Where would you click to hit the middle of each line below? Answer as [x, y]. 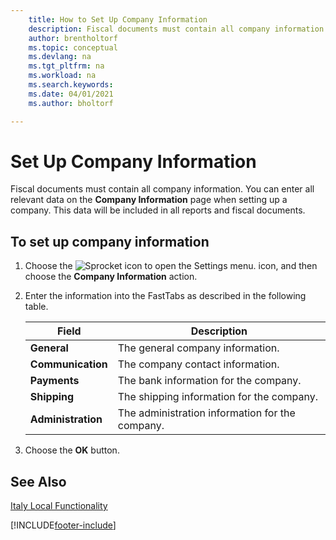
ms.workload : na [62, 76]
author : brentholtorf [73, 38]
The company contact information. [198, 364]
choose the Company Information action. [111, 277]
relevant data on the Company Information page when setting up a [149, 200]
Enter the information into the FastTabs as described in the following [165, 296]
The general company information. [198, 348]
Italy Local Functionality [59, 506]
